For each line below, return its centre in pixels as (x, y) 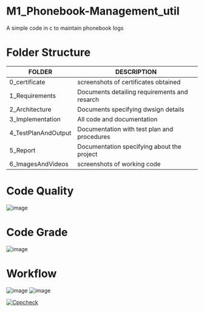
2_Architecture (30, 109)
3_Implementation (35, 119)
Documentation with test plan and (125, 129)
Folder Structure (49, 53)
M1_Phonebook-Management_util (93, 11)
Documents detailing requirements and (133, 92)
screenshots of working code (119, 164)
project (87, 154)
